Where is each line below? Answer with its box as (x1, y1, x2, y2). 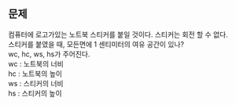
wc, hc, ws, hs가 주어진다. (8, 49, 90, 59)
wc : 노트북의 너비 (8, 59, 65, 68)
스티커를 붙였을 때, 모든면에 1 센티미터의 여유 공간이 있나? (8, 39, 185, 49)
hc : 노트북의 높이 (8, 69, 63, 78)
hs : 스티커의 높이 (8, 89, 62, 98)
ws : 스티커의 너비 (8, 78, 64, 88)
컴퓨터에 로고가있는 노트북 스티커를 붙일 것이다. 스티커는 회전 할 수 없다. (8, 30, 228, 39)
